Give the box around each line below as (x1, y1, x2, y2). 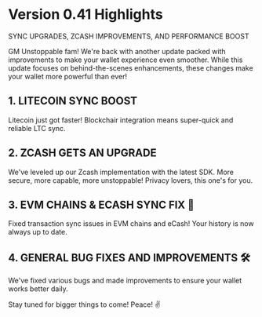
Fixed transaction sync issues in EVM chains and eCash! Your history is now (8, 219, 254, 228)
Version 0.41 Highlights (8, 5, 163, 24)
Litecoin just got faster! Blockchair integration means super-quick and (8, 115, 234, 125)
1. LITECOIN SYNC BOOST (8, 94, 138, 107)
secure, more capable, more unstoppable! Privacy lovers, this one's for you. (8, 175, 253, 185)
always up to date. (8, 228, 68, 237)
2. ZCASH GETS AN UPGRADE (8, 147, 157, 160)
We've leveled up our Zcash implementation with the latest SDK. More (8, 167, 234, 177)
